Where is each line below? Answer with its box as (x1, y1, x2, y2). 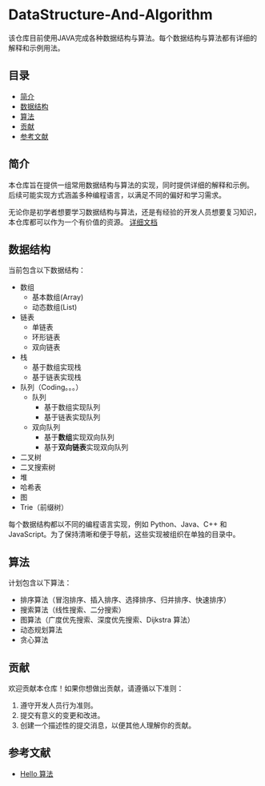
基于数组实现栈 (31, 363, 82, 372)
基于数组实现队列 (43, 403, 101, 412)
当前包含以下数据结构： (8, 266, 86, 275)
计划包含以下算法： (8, 578, 72, 587)
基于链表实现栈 (31, 372, 82, 382)
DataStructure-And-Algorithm (8, 6, 214, 24)
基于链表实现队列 (43, 412, 101, 422)
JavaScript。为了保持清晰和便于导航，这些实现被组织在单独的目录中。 (8, 530, 240, 539)
